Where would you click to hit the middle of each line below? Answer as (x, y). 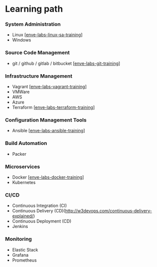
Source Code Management (37, 53)
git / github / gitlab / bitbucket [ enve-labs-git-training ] (66, 63)
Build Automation (26, 144)
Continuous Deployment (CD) (42, 221)
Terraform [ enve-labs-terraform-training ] (53, 107)
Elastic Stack (25, 249)
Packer (19, 154)
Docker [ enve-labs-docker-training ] (48, 177)
